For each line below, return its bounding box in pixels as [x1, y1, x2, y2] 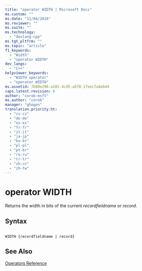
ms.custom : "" [5, 12, 34, 17]
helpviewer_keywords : [5, 71, 49, 76]
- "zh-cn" [9, 161, 29, 166]
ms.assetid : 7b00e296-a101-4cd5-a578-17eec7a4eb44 [5, 84, 110, 89]
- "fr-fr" [9, 125, 29, 130]
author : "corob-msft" [5, 93, 49, 98]
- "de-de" [9, 116, 29, 121]
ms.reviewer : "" [5, 20, 38, 26]
